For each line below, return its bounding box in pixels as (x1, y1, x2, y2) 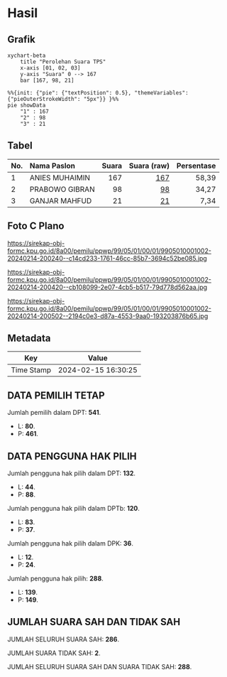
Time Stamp (11, 365, 52, 375)
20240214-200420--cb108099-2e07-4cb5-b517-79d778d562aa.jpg (7, 283, 208, 291)
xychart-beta (7, 52, 46, 59)
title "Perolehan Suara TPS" (20, 58, 106, 65)
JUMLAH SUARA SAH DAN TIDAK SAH (7, 616, 181, 628)
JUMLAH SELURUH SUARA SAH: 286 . (7, 634, 119, 644)
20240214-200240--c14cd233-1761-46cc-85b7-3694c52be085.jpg (7, 254, 207, 262)
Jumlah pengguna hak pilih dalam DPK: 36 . (7, 539, 133, 548)
